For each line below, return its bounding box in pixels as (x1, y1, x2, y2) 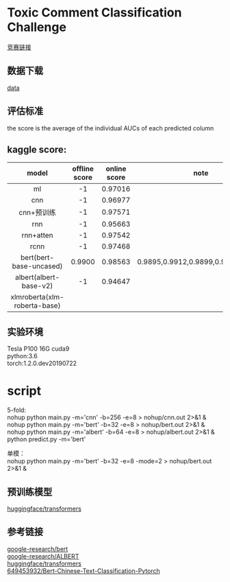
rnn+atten (21, 231, 53, 240)
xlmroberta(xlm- (10, 292, 64, 302)
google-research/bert (7, 544, 68, 553)
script (7, 383, 42, 399)
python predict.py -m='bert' (7, 435, 86, 443)
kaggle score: (7, 143, 67, 155)
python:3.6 (7, 352, 38, 360)
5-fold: (7, 406, 26, 415)
